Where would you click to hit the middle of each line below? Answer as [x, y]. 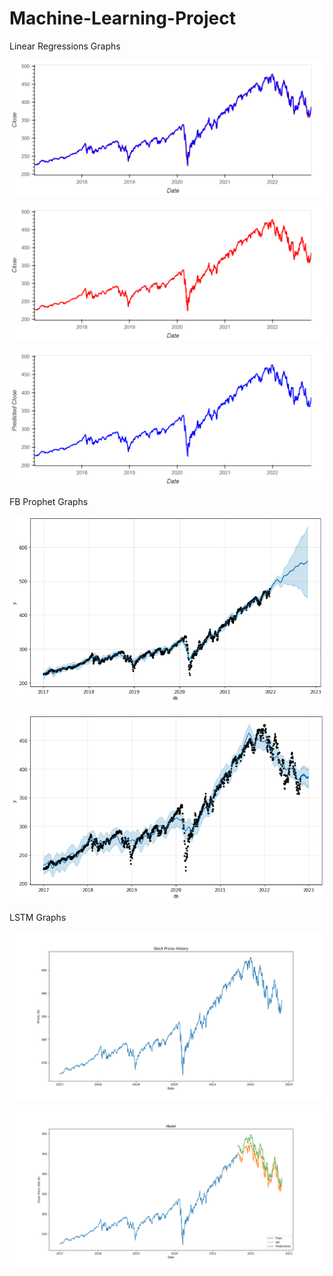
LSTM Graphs [38, 918]
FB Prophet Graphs [49, 501]
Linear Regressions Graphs [65, 46]
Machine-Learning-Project [122, 18]
